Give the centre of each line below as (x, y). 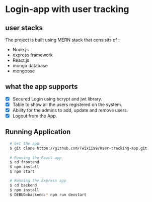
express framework (33, 55)
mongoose (24, 71)
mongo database (30, 66)
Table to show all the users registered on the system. (67, 105)
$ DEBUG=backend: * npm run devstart (48, 194)
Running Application (38, 132)
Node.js (21, 49)
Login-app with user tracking (67, 9)
